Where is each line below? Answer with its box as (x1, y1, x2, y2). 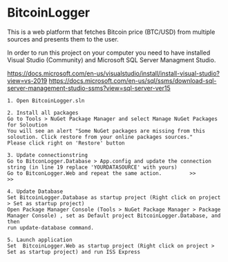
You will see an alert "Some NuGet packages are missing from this (7, 127, 206, 134)
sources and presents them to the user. (7, 35, 119, 43)
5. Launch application (7, 236, 73, 243)
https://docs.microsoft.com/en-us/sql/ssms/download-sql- (48, 76, 217, 84)
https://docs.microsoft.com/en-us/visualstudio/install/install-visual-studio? (7, 69, 220, 77)
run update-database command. (7, 224, 95, 231)
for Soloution (7, 121, 48, 129)
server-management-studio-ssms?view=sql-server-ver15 (7, 84, 171, 92)
